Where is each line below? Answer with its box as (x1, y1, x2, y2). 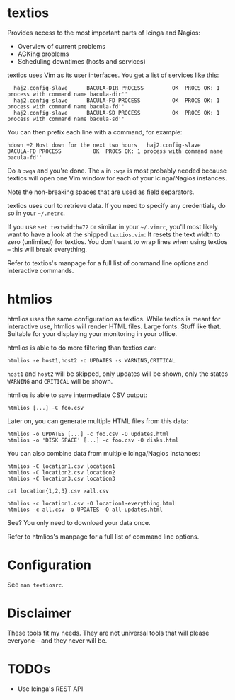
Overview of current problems (17, 42, 106, 50)
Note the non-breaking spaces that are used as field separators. (7, 188, 195, 196)
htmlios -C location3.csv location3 (7, 475, 115, 482)
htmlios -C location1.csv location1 (7, 462, 115, 470)
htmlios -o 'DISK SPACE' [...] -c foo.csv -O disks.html (7, 437, 179, 444)
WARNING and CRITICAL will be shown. (7, 377, 113, 385)
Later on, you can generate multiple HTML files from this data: (7, 416, 189, 425)
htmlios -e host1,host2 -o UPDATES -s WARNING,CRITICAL (7, 357, 176, 364)
